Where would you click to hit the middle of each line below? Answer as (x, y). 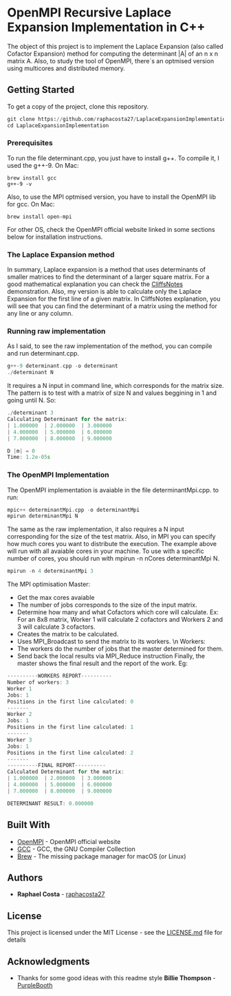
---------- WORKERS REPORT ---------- (59, 676)
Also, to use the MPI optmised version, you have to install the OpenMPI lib (112, 197)
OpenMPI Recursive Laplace (89, 13)
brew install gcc (32, 178)
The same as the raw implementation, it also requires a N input (96, 529)
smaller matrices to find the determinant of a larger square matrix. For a (108, 277)
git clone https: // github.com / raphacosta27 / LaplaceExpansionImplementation (118, 119)
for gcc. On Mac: (31, 204)
